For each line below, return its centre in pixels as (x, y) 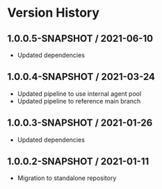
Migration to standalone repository (67, 178)
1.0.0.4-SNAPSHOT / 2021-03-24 (81, 77)
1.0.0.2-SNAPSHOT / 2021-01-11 (78, 162)
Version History (53, 13)
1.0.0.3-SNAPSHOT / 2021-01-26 (80, 123)
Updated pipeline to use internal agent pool (79, 93)
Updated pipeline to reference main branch (79, 101)
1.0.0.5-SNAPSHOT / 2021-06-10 (80, 39)
